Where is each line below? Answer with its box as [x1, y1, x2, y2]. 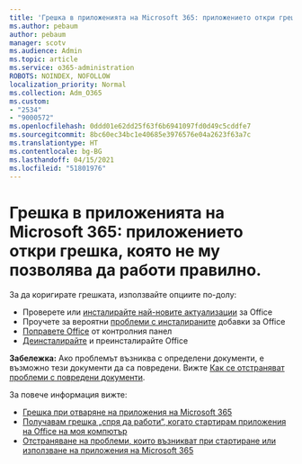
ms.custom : [9, 96, 50, 106]
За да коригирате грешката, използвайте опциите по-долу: [9, 290, 237, 300]
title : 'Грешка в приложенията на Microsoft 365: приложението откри [9, 13, 276, 22]
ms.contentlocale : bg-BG [9, 147, 102, 156]
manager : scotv [9, 38, 67, 48]
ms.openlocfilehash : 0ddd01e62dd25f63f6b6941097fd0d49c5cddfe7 [9, 122, 252, 131]
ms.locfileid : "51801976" [9, 164, 106, 173]
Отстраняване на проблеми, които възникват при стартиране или [22, 435, 277, 446]
